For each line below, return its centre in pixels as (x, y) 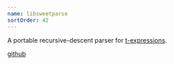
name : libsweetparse (38, 14)
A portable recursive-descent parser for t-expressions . (87, 40)
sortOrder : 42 (28, 20)
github (17, 54)
